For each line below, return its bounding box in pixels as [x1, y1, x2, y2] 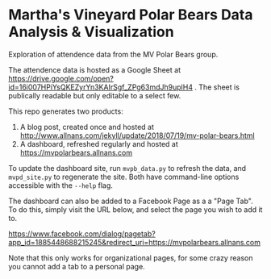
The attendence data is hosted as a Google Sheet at [8, 65, 181, 74]
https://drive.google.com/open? [8, 73, 115, 83]
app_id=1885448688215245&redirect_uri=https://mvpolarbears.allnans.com [8, 237, 261, 247]
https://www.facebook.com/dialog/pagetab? [8, 228, 156, 239]
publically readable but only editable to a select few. [8, 90, 181, 100]
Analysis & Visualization [8, 23, 175, 41]
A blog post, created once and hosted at [19, 122, 155, 131]
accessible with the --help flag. [8, 180, 113, 190]
